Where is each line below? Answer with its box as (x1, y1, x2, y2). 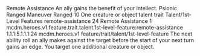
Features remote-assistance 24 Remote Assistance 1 (21, 17, 152, 25)
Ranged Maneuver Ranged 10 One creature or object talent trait (6, 11, 164, 18)
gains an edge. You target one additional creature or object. (6, 43, 155, 50)
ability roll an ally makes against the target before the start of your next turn (6, 37, 195, 43)
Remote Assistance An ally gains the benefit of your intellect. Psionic (6, 5, 177, 11)
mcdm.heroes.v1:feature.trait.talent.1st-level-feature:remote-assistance (6, 24, 183, 31)
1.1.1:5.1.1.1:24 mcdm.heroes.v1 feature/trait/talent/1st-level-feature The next (6, 30, 193, 37)
